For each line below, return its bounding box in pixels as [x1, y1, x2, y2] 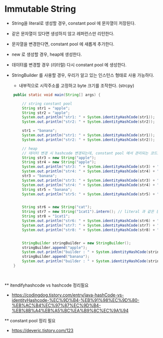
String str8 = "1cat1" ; [22, 214, 70, 219]
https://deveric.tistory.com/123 [11, 327, 73, 333]
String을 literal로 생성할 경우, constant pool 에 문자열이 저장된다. [11, 20, 136, 26]
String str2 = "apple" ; [22, 110, 70, 115]
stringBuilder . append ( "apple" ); [22, 245, 88, 250]
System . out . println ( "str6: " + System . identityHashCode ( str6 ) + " [22, 219, 160, 224]
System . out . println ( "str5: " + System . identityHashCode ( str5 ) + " [22, 192, 160, 197]
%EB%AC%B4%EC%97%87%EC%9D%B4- [11, 302, 101, 308]
